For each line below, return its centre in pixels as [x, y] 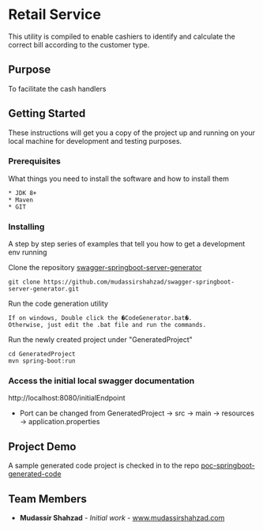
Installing [26, 227]
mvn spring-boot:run [42, 361]
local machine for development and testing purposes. [95, 141]
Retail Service [54, 15]
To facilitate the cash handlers [57, 88]
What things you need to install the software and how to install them [118, 179]
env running [28, 252]
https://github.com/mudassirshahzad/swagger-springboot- [139, 282]
